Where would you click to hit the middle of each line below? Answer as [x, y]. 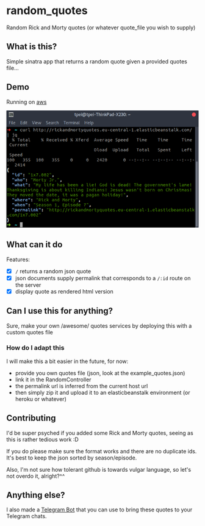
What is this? [32, 47]
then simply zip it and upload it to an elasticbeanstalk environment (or [103, 392]
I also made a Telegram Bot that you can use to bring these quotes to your [99, 510]
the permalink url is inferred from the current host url [81, 386]
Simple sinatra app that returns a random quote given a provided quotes [97, 61]
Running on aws [27, 102]
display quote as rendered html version [64, 291]
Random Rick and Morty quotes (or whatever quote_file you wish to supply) [101, 27]
